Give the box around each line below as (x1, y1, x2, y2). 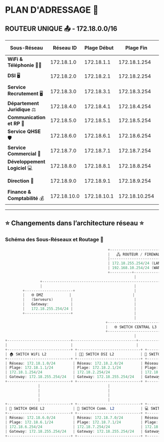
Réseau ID (53, 44, 77, 51)
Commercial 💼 (7, 150, 41, 157)
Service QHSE (7, 128, 41, 135)
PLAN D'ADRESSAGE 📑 (5, 4, 99, 16)
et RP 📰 (7, 120, 25, 126)
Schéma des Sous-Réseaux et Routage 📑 (5, 236, 104, 243)
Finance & (7, 189, 31, 195)
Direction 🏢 (7, 178, 34, 184)
